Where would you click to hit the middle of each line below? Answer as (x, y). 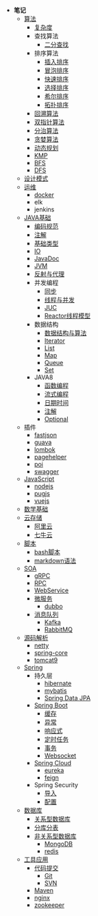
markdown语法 (55, 561)
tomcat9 (46, 660)
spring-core (51, 653)
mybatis (56, 690)
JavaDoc (47, 258)
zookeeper (49, 905)
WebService (51, 590)
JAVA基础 (37, 218)
